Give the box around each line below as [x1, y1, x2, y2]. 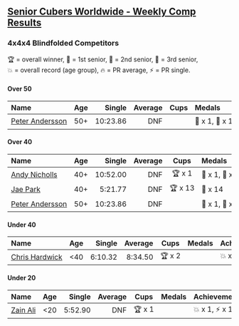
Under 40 [7, 220, 37, 229]
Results [7, 17, 42, 29]
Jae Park [11, 184, 41, 194]
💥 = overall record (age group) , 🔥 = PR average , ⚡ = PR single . [7, 66, 191, 74]
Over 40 [7, 138, 33, 146]
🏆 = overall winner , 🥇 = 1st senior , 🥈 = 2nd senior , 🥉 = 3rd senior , [7, 55, 198, 63]
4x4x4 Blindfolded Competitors [7, 39, 119, 49]
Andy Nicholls [11, 169, 58, 179]
